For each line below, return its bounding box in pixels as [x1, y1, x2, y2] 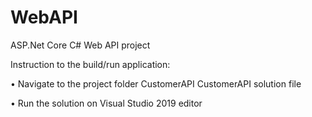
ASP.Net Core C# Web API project [10, 39, 151, 51]
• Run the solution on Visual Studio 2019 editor [10, 97, 203, 109]
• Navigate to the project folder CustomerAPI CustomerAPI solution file [10, 77, 302, 90]
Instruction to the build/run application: [10, 58, 171, 70]
